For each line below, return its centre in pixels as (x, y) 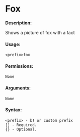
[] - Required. (21, 125)
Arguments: (18, 88)
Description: (18, 23)
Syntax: (14, 110)
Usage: (13, 44)
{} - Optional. (21, 129)
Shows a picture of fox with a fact (40, 32)
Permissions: (19, 66)
